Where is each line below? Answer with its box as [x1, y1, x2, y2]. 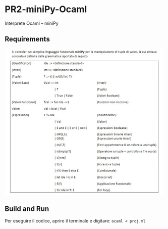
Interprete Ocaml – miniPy [5, 20, 59, 26]
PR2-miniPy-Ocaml [5, 4, 87, 15]
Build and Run [5, 204, 49, 213]
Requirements [5, 35, 50, 43]
